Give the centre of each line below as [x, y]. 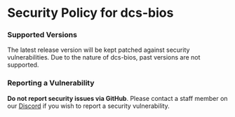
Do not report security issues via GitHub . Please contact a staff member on [117, 98]
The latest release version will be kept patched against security [99, 50]
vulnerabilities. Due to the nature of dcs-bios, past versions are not [104, 57]
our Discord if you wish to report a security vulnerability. [88, 106]
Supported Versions [42, 35]
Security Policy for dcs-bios [90, 13]
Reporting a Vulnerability [51, 83]
